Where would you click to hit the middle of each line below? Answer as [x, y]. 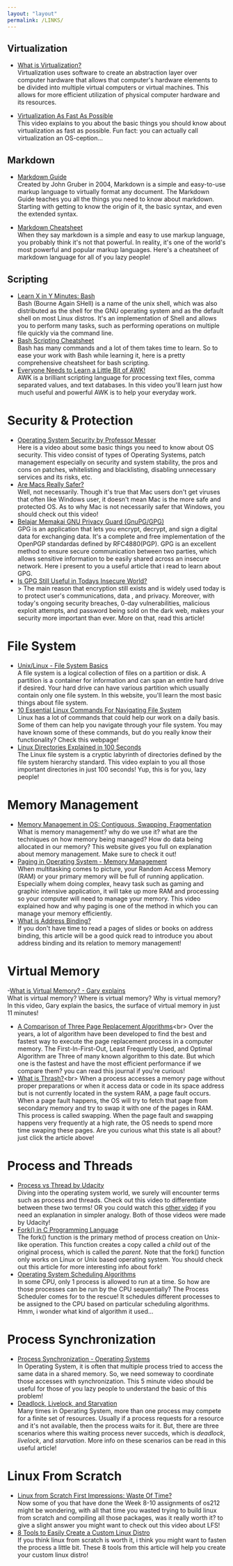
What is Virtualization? [49, 65]
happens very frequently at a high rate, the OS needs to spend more [115, 1123]
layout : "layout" [32, 14]
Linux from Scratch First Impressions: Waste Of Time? [95, 1495]
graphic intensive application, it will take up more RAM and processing [118, 891]
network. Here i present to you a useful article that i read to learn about [119, 566]
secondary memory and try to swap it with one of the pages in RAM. [115, 1108]
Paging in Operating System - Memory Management [92, 861]
